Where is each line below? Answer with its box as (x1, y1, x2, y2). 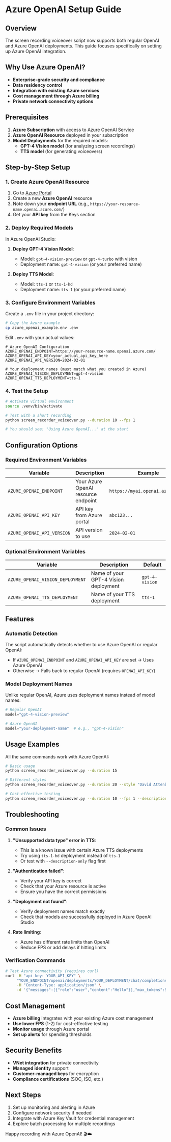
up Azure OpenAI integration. (5, 48, 67, 54)
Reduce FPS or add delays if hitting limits (20, 944, 106, 950)
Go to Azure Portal (12, 190, 52, 196)
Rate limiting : (12, 929, 42, 935)
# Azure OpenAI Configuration (5, 344, 70, 349)
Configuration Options (5, 441, 78, 449)
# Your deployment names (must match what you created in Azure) (5, 366, 147, 372)
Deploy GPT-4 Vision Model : (12, 246, 74, 252)
